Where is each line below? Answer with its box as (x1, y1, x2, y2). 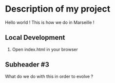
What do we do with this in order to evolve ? (5, 73, 94, 79)
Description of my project (5, 3, 111, 15)
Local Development (5, 33, 65, 42)
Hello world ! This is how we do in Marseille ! (5, 19, 95, 25)
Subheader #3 (5, 61, 50, 69)
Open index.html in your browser (12, 46, 78, 52)
